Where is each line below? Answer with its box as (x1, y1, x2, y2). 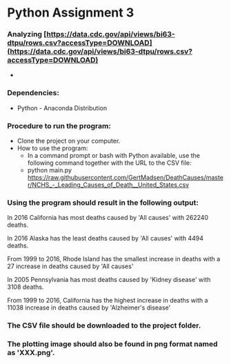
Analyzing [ (7, 30, 47, 39)
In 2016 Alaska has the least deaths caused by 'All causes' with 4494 (7, 234, 203, 243)
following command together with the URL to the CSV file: (27, 159, 192, 167)
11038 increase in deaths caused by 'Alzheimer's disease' (7, 303, 171, 312)
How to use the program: (17, 144, 88, 152)
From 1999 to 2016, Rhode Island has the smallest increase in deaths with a (7, 255, 221, 263)
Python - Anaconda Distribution (17, 103, 108, 112)
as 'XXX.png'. (7, 348, 55, 358)
